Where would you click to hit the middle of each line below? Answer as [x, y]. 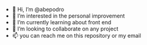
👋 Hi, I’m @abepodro [38, 9]
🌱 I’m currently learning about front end [62, 22]
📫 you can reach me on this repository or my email [77, 36]
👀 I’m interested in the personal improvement [68, 16]
